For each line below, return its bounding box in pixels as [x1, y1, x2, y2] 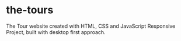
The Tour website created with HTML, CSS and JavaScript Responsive [6, 23, 176, 29]
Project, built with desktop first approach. [6, 28, 106, 35]
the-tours [6, 3, 54, 17]
